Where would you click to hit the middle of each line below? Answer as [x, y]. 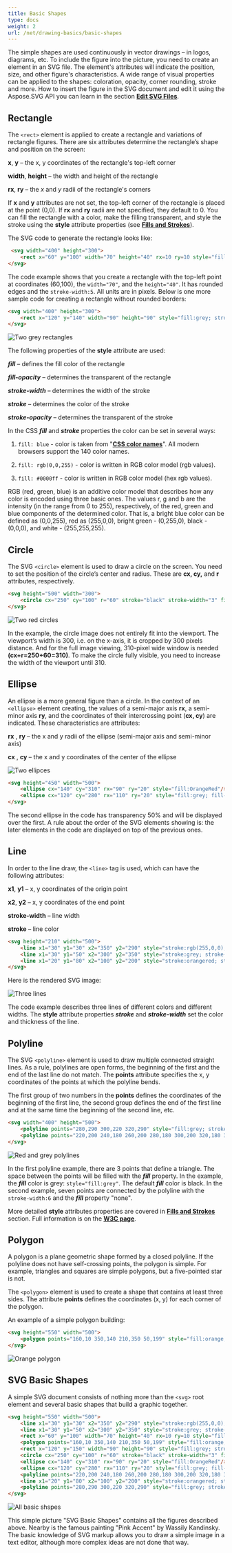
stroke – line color [33, 929]
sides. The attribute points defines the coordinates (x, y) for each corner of [115, 1299]
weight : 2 [22, 26]
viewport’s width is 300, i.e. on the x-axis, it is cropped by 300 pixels [105, 640]
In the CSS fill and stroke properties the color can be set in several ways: [112, 431]
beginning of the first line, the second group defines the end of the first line [115, 1103]
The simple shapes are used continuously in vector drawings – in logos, [109, 52]
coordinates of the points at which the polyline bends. [84, 1082]
